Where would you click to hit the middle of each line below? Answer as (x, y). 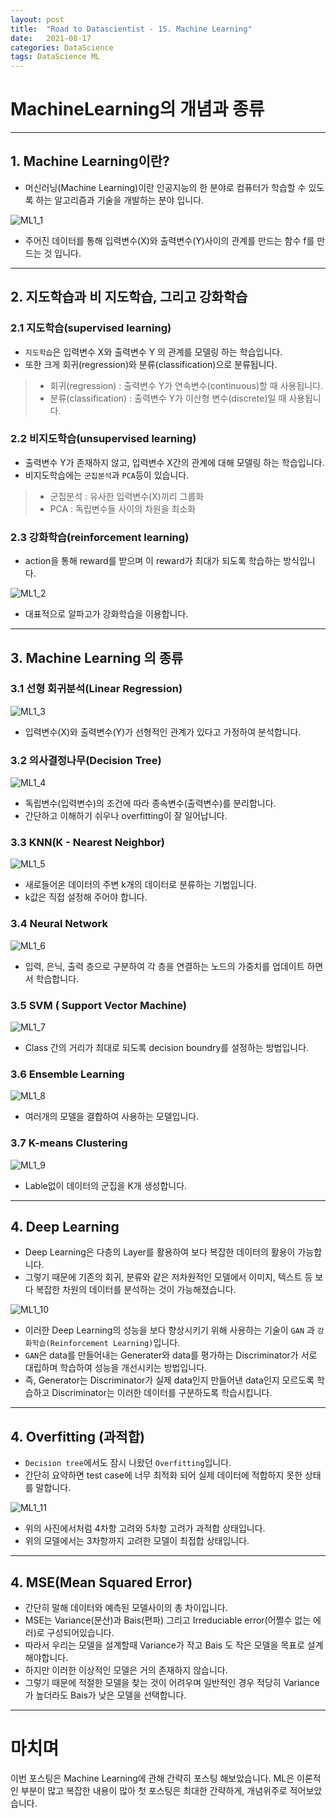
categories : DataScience (62, 47)
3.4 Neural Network (59, 924)
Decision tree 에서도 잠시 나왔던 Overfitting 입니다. (128, 1463)
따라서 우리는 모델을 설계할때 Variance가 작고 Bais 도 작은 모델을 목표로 (164, 1645)
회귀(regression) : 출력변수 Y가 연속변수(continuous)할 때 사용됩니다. (186, 385)
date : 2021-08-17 (51, 38)
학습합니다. (57, 978)
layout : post (37, 19)
